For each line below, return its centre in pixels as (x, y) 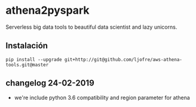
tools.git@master (27, 65)
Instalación (27, 46)
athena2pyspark (48, 10)
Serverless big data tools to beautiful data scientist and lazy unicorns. (91, 27)
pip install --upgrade (34, 59)
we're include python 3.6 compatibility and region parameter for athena (102, 97)
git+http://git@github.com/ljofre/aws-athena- (123, 59)
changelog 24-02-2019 (50, 83)
